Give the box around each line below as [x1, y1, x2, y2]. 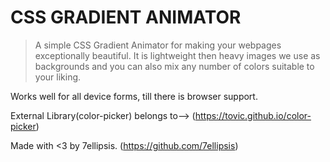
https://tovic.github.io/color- [194, 109, 312, 121]
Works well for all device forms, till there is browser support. [10, 90, 258, 102]
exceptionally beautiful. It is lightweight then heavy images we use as [34, 49, 321, 61]
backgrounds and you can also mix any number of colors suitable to [34, 60, 315, 72]
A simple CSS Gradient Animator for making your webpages [34, 39, 282, 51]
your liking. [34, 71, 82, 83]
